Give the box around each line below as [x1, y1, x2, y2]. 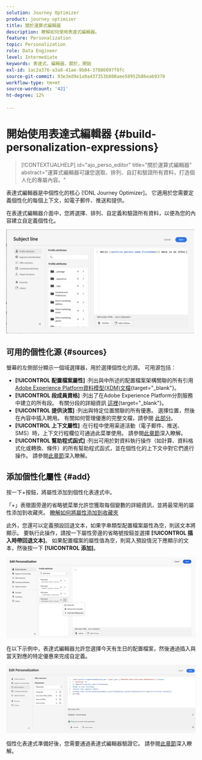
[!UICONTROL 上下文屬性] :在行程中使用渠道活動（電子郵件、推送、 [14, 422, 183, 429]
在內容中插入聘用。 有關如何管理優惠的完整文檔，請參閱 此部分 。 [14, 415, 176, 422]
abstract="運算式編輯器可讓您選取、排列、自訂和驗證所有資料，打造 [20, 169, 190, 176]
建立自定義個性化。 [11, 217, 59, 224]
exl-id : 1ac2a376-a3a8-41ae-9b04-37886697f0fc [6, 67, 125, 73]
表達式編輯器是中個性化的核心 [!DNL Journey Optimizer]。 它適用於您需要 [6, 189, 189, 196]
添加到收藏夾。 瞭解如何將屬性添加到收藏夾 [11, 509, 118, 517]
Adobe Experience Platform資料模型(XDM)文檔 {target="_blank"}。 [14, 385, 180, 392]
